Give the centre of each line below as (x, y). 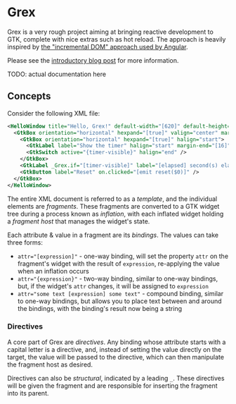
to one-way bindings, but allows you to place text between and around (120, 301)
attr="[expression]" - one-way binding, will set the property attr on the (123, 256)
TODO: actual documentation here (57, 74)
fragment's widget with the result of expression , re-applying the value (118, 263)
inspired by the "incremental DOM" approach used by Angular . (98, 47)
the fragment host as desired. (50, 365)
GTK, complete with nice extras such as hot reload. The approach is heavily (117, 39)
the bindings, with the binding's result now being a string (100, 308)
